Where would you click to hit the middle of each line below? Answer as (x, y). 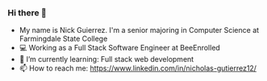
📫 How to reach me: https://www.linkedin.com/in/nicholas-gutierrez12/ (138, 68)
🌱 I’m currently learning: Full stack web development (106, 59)
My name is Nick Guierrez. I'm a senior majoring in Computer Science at (139, 30)
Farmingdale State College (63, 38)
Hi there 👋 (27, 13)
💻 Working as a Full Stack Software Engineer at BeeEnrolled (120, 48)
